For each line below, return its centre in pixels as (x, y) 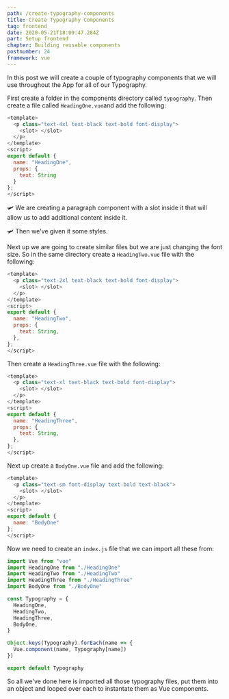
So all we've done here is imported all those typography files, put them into (113, 681)
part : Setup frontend (38, 39)
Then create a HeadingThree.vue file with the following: (84, 364)
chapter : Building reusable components (64, 45)
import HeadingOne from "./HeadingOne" (64, 568)
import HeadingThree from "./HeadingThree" (70, 580)
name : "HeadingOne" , (42, 162)
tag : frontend (27, 26)
